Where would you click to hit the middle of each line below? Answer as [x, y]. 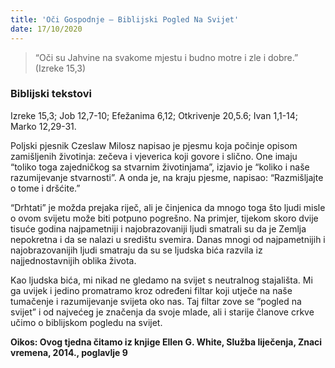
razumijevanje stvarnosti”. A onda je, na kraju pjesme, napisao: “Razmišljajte [167, 177]
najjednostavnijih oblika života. [73, 260]
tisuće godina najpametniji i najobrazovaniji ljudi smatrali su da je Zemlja [158, 228]
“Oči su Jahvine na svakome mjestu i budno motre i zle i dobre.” [166, 57]
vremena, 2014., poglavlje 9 [69, 352]
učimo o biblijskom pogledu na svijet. [86, 322]
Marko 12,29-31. [43, 126]
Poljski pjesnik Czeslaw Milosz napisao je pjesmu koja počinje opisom [154, 145]
